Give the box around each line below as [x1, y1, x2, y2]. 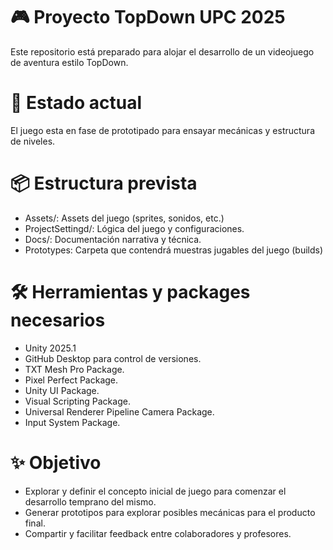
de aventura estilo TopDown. [10, 56, 129, 68]
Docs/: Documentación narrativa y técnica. [24, 233, 202, 245]
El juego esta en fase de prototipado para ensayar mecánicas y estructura [10, 124, 316, 136]
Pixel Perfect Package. [24, 374, 119, 386]
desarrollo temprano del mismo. [24, 495, 157, 508]
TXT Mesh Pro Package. [24, 363, 125, 375]
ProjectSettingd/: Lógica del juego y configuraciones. [24, 222, 245, 234]
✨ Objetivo [10, 451, 102, 474]
